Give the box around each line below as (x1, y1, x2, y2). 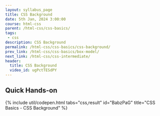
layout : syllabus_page (5, 7, 52, 12)
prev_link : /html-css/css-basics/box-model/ (5, 49, 99, 54)
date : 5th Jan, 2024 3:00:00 (5, 16, 66, 21)
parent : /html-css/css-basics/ (5, 26, 70, 31)
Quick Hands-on (5, 86, 57, 95)
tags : (5, 30, 16, 35)
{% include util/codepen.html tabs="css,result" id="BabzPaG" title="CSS (5, 99, 155, 105)
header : (5, 58, 21, 63)
